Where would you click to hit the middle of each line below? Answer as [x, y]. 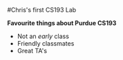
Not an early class [43, 36]
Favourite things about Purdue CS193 [62, 23]
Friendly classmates [46, 43]
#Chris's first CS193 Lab [42, 10]
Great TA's [32, 51]
